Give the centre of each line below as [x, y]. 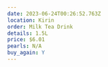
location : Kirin [31, 20]
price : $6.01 [26, 40]
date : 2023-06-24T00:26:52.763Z [54, 14]
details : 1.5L [28, 33]
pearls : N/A [24, 46]
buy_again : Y [26, 53]
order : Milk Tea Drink [40, 27]
